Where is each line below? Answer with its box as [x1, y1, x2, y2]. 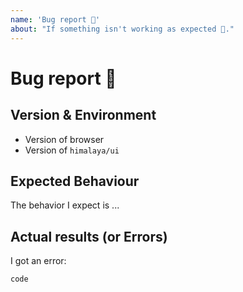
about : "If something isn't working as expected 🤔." [10, 24, 235, 34]
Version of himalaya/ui [24, 144, 120, 156]
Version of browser [24, 133, 105, 145]
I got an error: [10, 255, 67, 267]
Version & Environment [10, 107, 157, 124]
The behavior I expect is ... [10, 199, 120, 211]
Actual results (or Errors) [10, 228, 168, 245]
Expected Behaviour [10, 172, 140, 190]
